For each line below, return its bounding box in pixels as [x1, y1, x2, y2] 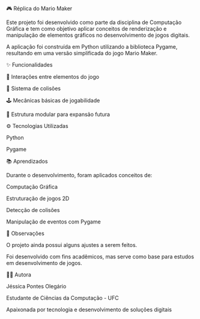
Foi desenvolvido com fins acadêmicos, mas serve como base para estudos [6, 253, 194, 260]
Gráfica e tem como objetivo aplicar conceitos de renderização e [6, 25, 167, 32]
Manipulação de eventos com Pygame [6, 218, 101, 225]
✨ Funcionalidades [6, 61, 53, 68]
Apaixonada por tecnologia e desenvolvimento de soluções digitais [6, 306, 172, 313]
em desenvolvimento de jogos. [6, 260, 82, 266]
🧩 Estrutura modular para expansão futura [6, 111, 110, 118]
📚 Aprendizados [6, 158, 48, 165]
